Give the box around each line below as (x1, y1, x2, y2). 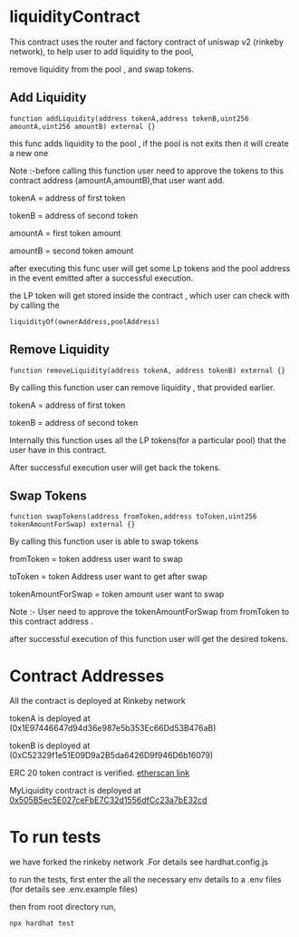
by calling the (9, 300, 61, 311)
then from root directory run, (9, 902, 116, 912)
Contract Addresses (9, 666, 165, 686)
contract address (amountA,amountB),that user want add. (9, 174, 225, 185)
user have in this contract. (9, 444, 107, 455)
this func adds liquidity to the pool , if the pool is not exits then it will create (9, 138, 289, 149)
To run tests (9, 826, 101, 847)
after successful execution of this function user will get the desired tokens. (9, 634, 288, 645)
